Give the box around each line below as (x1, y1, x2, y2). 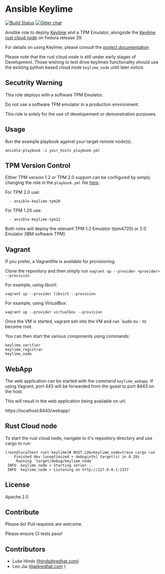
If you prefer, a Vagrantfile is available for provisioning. (5, 259, 116, 265)
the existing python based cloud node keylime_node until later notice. (5, 64, 144, 70)
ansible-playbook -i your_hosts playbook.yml (5, 148, 100, 153)
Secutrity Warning (5, 79, 63, 87)
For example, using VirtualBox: (5, 300, 67, 306)
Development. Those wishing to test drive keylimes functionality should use (5, 59, 159, 65)
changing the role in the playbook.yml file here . (5, 179, 100, 186)
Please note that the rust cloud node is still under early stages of (5, 53, 136, 60)
